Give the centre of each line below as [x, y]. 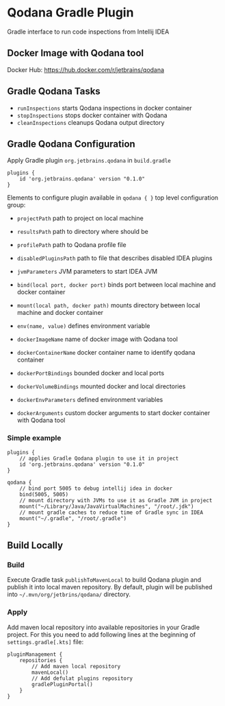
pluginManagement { [35, 654]
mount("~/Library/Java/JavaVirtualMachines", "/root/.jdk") [107, 506]
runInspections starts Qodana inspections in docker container [105, 108]
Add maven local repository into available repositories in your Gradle [104, 627]
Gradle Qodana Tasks [54, 92]
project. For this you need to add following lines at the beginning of [102, 634]
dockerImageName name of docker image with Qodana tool [97, 339]
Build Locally [35, 546]
